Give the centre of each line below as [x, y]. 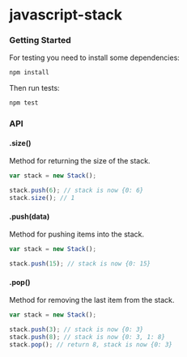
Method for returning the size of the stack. [80, 161]
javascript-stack [66, 15]
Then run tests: [34, 88]
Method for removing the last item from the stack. [92, 300]
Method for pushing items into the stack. [77, 234]
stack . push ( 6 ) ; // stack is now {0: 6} [76, 191]
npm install [29, 73]
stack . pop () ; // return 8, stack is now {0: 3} [91, 344]
